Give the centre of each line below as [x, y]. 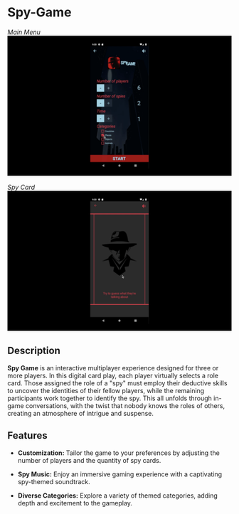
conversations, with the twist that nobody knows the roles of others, [125, 405]
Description [34, 351]
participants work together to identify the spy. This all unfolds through [110, 398]
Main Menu [24, 32]
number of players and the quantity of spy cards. [89, 460]
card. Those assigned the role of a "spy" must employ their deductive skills [117, 383]
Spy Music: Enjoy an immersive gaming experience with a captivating [120, 474]
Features [27, 435]
